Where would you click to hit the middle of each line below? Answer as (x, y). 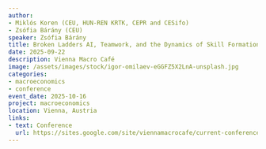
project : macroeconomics (49, 103)
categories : (28, 74)
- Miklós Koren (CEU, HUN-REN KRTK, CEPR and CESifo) (99, 23)
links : (19, 118)
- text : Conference (40, 125)
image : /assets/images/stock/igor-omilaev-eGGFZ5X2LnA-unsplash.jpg (123, 67)
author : (21, 15)
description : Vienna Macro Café (61, 60)
